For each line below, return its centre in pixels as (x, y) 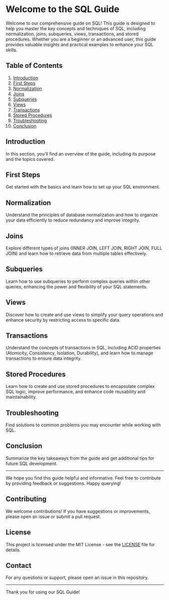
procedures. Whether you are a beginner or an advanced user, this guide (81, 39)
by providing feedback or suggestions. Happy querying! (63, 483)
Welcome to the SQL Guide (63, 9)
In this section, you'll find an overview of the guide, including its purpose (81, 154)
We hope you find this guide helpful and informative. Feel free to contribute (83, 478)
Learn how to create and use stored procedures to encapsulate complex (80, 386)
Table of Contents (34, 66)
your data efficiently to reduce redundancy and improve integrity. (73, 220)
